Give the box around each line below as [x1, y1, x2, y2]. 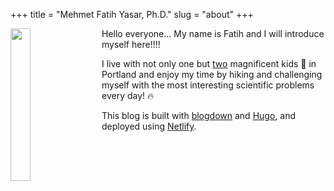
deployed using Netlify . [101, 120, 197, 132]
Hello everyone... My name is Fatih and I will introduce [101, 28, 325, 39]
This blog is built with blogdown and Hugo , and [101, 110, 296, 121]
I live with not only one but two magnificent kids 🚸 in [101, 58, 317, 69]
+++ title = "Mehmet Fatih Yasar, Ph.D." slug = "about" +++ [10, 9, 254, 20]
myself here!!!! [101, 39, 161, 50]
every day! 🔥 [101, 90, 155, 101]
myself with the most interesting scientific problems [101, 79, 315, 91]
